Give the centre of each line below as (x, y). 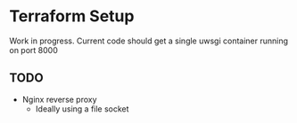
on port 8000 (33, 50)
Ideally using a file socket (82, 109)
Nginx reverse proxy (59, 99)
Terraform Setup (72, 16)
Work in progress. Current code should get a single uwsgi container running (148, 41)
